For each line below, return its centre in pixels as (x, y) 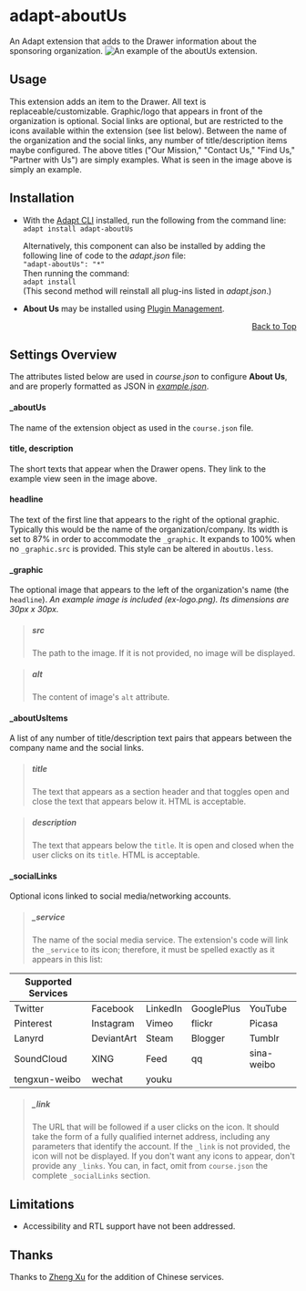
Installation (42, 198)
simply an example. (46, 169)
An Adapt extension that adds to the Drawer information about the (133, 41)
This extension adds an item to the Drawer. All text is (108, 101)
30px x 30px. (34, 609)
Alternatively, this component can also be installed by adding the (144, 245)
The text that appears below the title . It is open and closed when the (163, 846)
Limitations (42, 1204)
